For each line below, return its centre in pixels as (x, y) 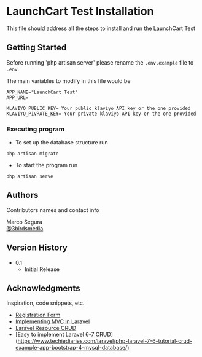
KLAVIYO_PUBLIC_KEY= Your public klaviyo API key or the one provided (99, 108)
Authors (22, 195)
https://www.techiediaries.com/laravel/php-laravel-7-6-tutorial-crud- (105, 341)
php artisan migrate (33, 154)
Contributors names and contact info (53, 210)
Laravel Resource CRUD (46, 328)
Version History (37, 248)
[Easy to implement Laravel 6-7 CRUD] (64, 335)
